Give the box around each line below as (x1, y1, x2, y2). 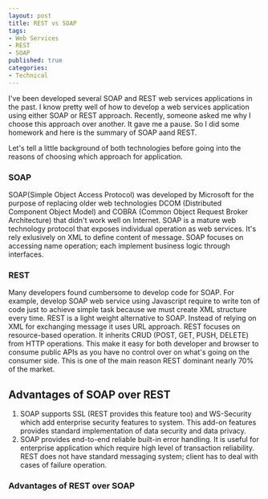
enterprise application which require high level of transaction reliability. (19, 443, 255, 453)
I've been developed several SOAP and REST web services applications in (8, 93, 253, 103)
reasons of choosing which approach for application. (8, 152, 183, 161)
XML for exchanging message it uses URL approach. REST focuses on (8, 322, 241, 331)
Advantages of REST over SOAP (8, 480, 135, 491)
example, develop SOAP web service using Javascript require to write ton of (8, 296, 261, 306)
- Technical (8, 71, 48, 79)
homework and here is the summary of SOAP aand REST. (8, 128, 197, 137)
